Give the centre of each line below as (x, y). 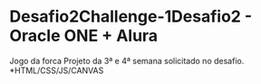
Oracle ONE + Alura (84, 36)
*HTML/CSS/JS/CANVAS (57, 70)
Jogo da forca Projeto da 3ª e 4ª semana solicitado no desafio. (127, 61)
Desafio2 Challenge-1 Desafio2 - (131, 17)
